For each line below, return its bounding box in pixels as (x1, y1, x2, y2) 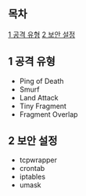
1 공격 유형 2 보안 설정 (8, 30, 76, 39)
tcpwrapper (19, 155, 57, 165)
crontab (19, 164, 45, 173)
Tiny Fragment (19, 101, 66, 111)
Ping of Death (19, 76, 64, 85)
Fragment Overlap (19, 109, 78, 119)
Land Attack (19, 93, 59, 102)
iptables (19, 172, 45, 182)
